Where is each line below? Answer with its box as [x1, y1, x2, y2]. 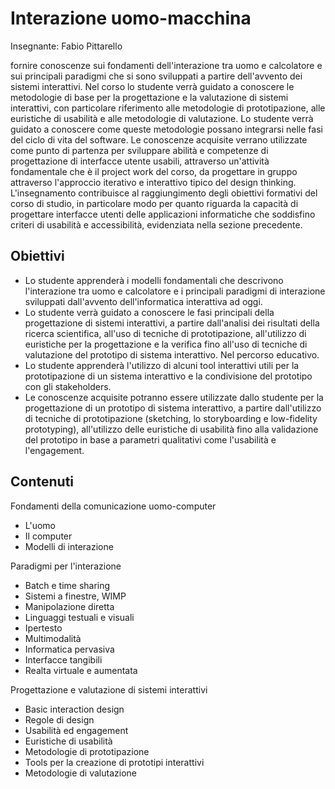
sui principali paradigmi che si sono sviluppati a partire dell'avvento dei [10, 70, 303, 82]
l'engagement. [24, 444, 85, 456]
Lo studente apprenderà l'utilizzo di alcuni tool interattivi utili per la [24, 359, 300, 371]
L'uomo [24, 519, 56, 531]
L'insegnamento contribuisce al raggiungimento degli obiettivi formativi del [10, 187, 318, 199]
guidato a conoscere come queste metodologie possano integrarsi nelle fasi [10, 123, 323, 135]
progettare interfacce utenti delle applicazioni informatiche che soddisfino [10, 208, 316, 220]
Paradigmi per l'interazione [10, 560, 122, 572]
